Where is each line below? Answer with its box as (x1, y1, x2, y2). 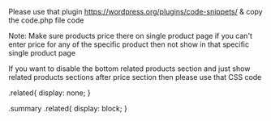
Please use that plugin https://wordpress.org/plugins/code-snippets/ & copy (8, 7, 263, 16)
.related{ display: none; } (8, 88, 91, 98)
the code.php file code (8, 15, 84, 25)
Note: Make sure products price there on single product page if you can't (8, 31, 253, 40)
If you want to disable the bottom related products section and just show (8, 64, 251, 73)
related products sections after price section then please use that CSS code (8, 73, 262, 81)
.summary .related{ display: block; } (8, 104, 127, 113)
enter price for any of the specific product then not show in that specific (8, 40, 250, 49)
